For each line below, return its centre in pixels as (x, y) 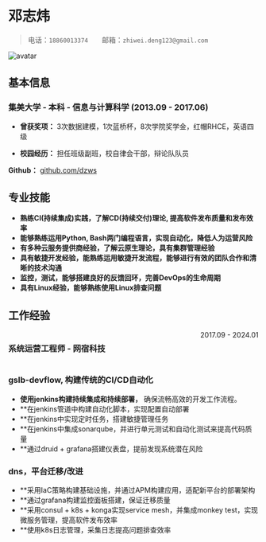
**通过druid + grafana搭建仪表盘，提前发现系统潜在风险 (111, 448)
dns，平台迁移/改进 (46, 471)
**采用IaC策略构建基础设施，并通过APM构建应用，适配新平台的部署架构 (137, 490)
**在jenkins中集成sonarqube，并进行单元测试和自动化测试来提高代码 (132, 429)
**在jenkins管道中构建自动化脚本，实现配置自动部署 (104, 409)
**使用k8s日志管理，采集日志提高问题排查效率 (95, 530)
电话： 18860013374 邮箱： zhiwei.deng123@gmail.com (118, 40)
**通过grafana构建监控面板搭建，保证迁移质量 (95, 500)
